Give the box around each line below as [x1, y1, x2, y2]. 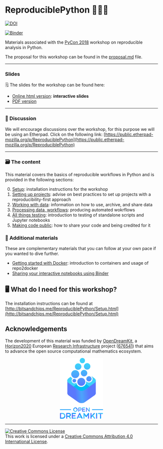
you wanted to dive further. [5, 251, 59, 257]
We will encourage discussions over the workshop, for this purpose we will [5, 126, 155, 132]
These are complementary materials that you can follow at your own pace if [5, 246, 156, 251]
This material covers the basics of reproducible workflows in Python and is [5, 171, 154, 177]
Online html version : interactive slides [12, 93, 89, 99]
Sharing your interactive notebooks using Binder [12, 270, 109, 276]
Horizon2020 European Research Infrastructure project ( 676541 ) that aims [5, 343, 154, 349]
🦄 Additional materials [5, 234, 58, 241]
